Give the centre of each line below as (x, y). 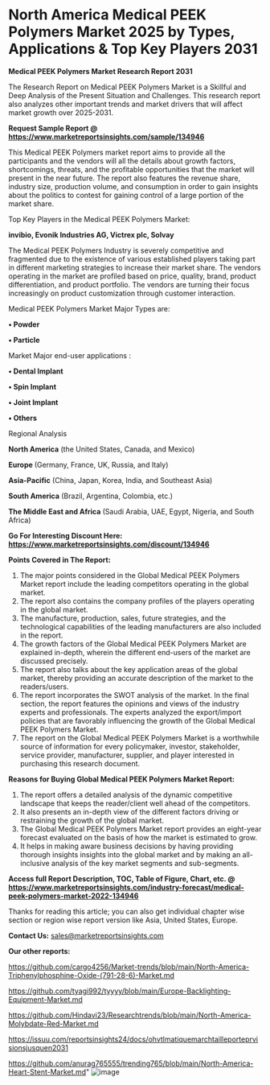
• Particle (24, 340)
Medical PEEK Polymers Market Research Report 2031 (100, 71)
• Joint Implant (33, 402)
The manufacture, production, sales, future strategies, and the (123, 618)
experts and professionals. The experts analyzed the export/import (131, 712)
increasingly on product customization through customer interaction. (122, 293)
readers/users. (44, 687)
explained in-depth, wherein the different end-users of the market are (135, 652)
